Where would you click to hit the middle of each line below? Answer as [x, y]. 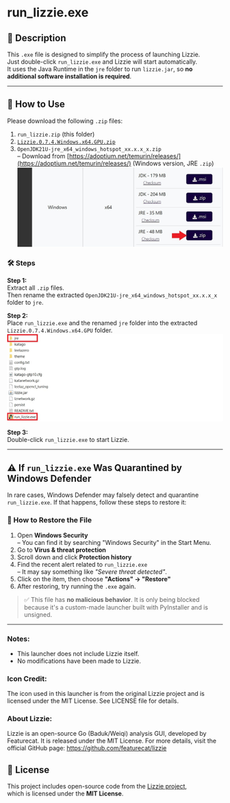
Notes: [18, 638]
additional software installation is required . [69, 76]
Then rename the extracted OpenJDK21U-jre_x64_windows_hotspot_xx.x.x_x [112, 295]
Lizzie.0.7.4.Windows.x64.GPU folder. [60, 330]
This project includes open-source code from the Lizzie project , [97, 787]
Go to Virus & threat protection [61, 550]
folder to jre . [25, 303]
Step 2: [18, 316]
